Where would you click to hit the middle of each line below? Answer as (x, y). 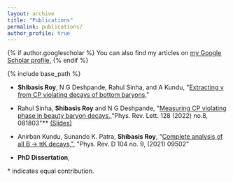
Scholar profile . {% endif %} (48, 61)
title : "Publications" (40, 20)
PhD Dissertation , (43, 158)
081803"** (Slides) (44, 123)
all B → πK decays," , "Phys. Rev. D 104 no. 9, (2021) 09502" (103, 144)
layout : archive (31, 14)
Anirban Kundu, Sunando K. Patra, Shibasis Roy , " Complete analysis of (120, 137)
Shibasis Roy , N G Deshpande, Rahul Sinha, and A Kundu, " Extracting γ (120, 87)
